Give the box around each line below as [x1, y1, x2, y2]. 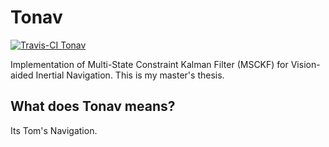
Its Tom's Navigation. [10, 124, 98, 136]
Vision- [290, 58, 321, 70]
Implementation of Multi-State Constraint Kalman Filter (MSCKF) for [10, 58, 289, 70]
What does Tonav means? [10, 98, 176, 115]
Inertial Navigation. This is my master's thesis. [35, 69, 225, 81]
